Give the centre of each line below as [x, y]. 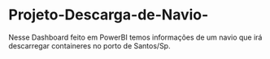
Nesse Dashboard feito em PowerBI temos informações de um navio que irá [135, 37]
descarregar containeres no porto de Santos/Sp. [89, 45]
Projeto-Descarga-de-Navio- [109, 15]
